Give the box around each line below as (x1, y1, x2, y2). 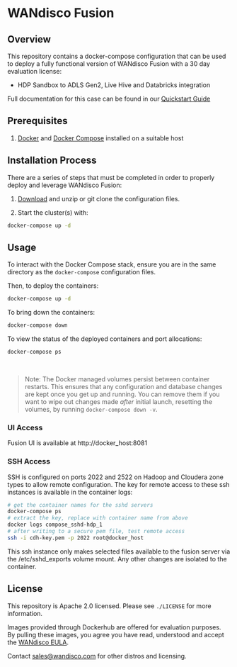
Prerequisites (7, 115, 68, 127)
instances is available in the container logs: (7, 488, 133, 496)
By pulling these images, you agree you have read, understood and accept (7, 630, 224, 639)
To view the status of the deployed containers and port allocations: (7, 335, 202, 343)
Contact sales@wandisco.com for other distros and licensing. (7, 651, 187, 660)
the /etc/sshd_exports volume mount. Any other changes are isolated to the (7, 554, 228, 563)
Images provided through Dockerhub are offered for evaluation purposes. (7, 622, 221, 632)
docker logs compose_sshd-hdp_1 (7, 521, 103, 529)
